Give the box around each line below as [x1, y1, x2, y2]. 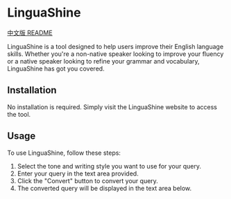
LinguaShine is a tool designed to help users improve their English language [7, 42, 224, 50]
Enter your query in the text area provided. [17, 169, 139, 178]
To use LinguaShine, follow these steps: [7, 149, 121, 157]
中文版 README [7, 28, 53, 37]
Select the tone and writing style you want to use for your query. [17, 162, 202, 170]
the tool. [7, 110, 31, 118]
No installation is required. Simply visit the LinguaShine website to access [7, 102, 217, 111]
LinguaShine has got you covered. [7, 64, 105, 73]
